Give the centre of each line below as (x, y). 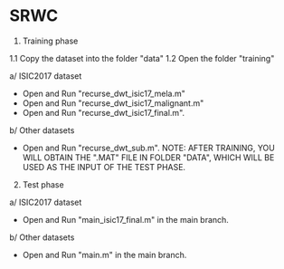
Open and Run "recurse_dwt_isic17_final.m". (104, 112)
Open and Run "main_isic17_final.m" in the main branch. (125, 219)
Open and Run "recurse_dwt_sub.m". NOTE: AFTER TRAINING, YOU (149, 148)
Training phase (50, 41)
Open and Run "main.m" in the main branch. (104, 255)
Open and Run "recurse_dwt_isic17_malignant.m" (113, 103)
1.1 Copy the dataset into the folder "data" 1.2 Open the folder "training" (142, 58)
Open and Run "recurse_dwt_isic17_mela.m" (104, 93)
